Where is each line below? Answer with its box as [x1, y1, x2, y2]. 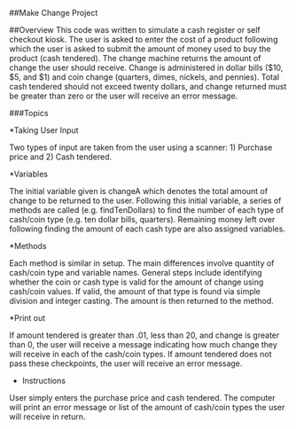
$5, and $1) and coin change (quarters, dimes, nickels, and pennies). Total [9, 72, 280, 82]
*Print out [9, 313, 46, 323]
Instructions [21, 376, 66, 386]
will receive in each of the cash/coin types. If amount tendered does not [9, 349, 272, 359]
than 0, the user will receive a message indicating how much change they [9, 339, 277, 349]
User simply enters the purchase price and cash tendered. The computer [9, 393, 277, 402]
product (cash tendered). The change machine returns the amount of [9, 53, 261, 63]
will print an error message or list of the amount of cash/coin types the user [9, 402, 285, 412]
